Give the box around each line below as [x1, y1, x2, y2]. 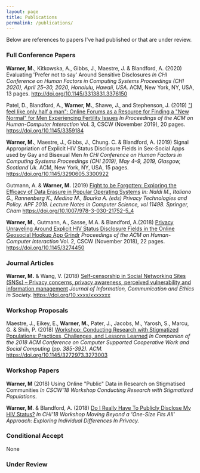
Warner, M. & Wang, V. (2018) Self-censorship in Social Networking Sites [6, 272, 186, 279]
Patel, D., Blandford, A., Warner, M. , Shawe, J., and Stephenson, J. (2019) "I [6, 101, 192, 109]
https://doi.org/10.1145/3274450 [6, 244, 85, 251]
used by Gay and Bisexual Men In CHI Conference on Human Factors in [6, 151, 182, 158]
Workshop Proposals [6, 306, 69, 314]
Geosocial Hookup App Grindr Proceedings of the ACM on [6, 231, 149, 239]
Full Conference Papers [6, 51, 76, 60]
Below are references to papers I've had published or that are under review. [6, 36, 192, 44]
